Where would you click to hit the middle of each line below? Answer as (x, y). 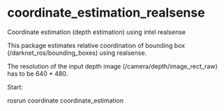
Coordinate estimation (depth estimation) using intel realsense (97, 32)
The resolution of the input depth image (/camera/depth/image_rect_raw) (112, 66)
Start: (15, 87)
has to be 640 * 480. (38, 74)
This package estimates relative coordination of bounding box (96, 45)
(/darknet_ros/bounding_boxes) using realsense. (77, 53)
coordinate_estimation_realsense (106, 13)
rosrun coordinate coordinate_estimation (66, 100)
